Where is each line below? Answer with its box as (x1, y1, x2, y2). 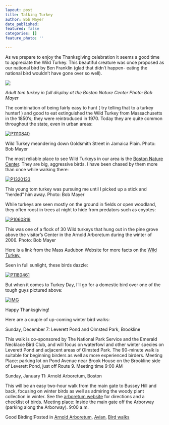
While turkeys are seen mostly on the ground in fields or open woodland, (5, 201, 156, 207)
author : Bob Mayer (5, 17, 44, 22)
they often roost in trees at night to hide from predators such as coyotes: (5, 206, 156, 213)
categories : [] (5, 31, 37, 36)
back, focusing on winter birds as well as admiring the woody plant (5, 388, 144, 394)
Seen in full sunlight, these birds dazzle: (5, 262, 88, 268)
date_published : (5, 21, 39, 27)
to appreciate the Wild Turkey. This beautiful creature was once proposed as (5, 59, 164, 65)
